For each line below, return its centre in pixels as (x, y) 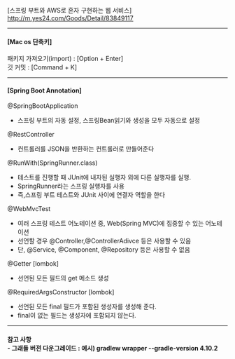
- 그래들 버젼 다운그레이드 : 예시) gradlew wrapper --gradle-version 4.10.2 (113, 348)
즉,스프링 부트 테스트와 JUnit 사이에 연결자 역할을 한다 (91, 195)
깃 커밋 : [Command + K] (42, 67)
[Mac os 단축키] (30, 41)
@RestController (31, 135)
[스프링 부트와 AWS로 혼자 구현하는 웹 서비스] (70, 10)
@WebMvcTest (29, 209)
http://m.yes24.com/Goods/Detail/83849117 (71, 18)
